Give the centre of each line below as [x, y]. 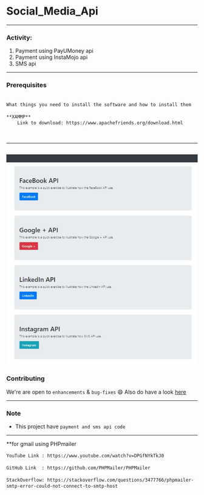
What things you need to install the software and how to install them [99, 104]
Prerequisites [26, 85]
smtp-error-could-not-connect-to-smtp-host [62, 487]
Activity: [19, 38]
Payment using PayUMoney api [54, 51]
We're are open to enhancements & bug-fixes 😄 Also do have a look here [96, 392]
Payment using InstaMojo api [51, 57]
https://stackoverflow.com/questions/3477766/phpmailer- [121, 480]
